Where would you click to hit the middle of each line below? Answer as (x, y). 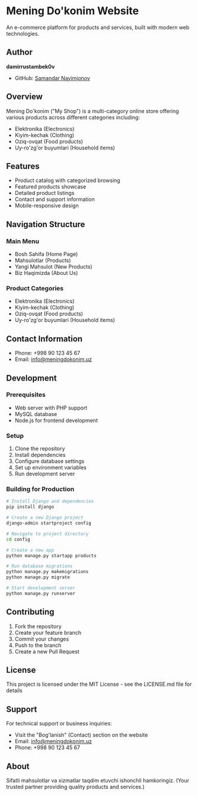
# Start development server (41, 588)
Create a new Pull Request (47, 651)
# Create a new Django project (45, 518)
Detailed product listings (44, 193)
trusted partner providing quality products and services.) (76, 787)
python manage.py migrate (38, 577)
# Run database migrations (39, 566)
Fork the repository (38, 626)
